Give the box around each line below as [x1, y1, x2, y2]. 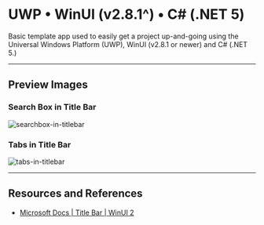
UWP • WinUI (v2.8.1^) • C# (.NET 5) [8, 5, 245, 24]
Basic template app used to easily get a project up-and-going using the [8, 31, 239, 41]
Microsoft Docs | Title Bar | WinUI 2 [19, 208, 135, 217]
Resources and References [8, 187, 143, 201]
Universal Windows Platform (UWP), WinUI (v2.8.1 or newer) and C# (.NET [8, 39, 248, 49]
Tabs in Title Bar [8, 139, 71, 150]
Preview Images [8, 78, 88, 92]
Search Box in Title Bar [8, 102, 97, 113]
